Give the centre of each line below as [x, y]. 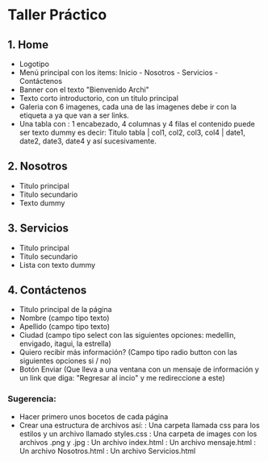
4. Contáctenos [47, 291]
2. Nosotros [38, 166]
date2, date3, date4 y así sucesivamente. [88, 141]
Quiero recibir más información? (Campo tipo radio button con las [128, 352]
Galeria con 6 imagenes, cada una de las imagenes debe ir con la [128, 107]
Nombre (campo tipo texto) [64, 318]
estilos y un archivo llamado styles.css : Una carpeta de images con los [138, 434]
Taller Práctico [57, 15]
